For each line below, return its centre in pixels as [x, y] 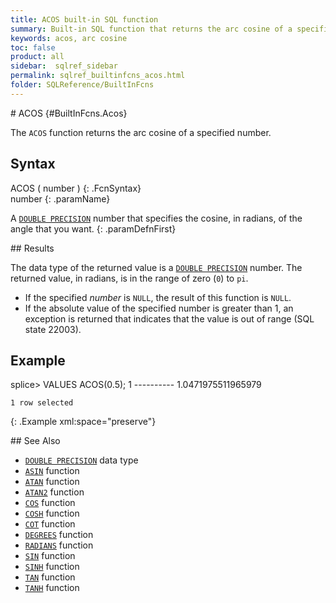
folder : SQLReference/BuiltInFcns [82, 85]
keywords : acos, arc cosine [69, 38]
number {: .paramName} [60, 198]
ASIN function [52, 471]
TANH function [52, 588]
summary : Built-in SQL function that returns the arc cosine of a [151, 29]
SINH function [52, 567]
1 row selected [42, 403]
